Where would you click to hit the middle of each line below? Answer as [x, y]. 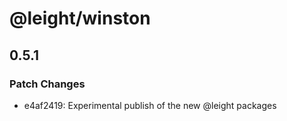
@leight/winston [80, 18]
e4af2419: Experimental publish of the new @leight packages [150, 105]
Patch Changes [47, 84]
